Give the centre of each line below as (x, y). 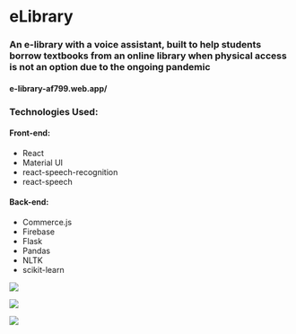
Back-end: (29, 202)
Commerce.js (47, 223)
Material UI (43, 163)
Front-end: (30, 133)
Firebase (39, 232)
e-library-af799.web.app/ (58, 88)
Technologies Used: (54, 111)
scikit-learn (43, 270)
